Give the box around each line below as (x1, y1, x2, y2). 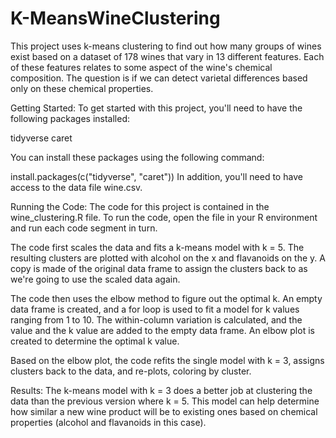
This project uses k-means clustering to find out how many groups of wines (10, 40, 322, 52)
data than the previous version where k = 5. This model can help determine (10, 395, 320, 407)
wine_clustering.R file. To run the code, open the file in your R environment (10, 211, 318, 223)
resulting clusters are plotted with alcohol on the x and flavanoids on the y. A (10, 252, 326, 264)
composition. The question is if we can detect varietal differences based (10, 72, 308, 84)
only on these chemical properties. (10, 82, 154, 94)
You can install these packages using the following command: (10, 151, 265, 163)
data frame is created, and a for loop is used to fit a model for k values (10, 303, 300, 315)
